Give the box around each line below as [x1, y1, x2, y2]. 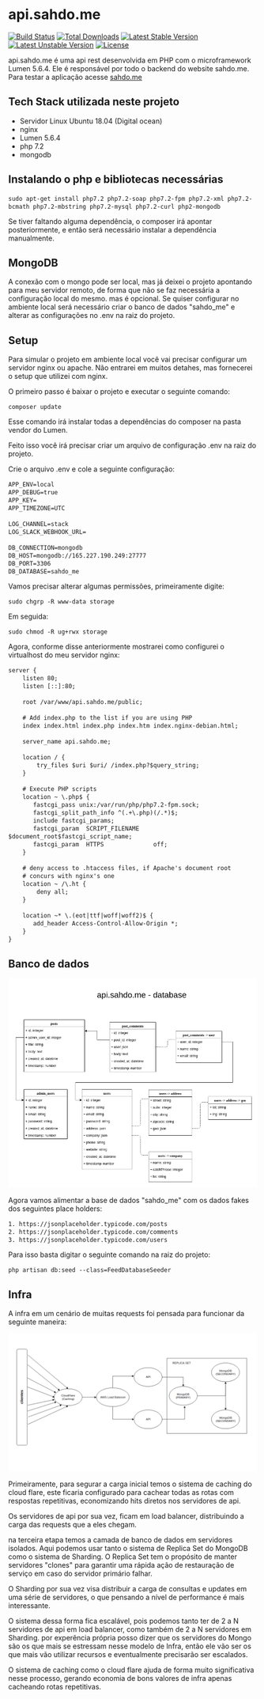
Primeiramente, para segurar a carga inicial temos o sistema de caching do [8, 1479, 253, 1489]
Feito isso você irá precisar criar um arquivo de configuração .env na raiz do [8, 441, 257, 450]
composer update [8, 403, 62, 411]
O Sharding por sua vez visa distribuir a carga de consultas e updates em [8, 1584, 247, 1594]
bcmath [8, 202, 30, 210]
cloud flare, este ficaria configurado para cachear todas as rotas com [8, 1488, 235, 1497]
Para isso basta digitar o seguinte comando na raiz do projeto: [8, 1250, 211, 1259]
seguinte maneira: [8, 1317, 67, 1326]
